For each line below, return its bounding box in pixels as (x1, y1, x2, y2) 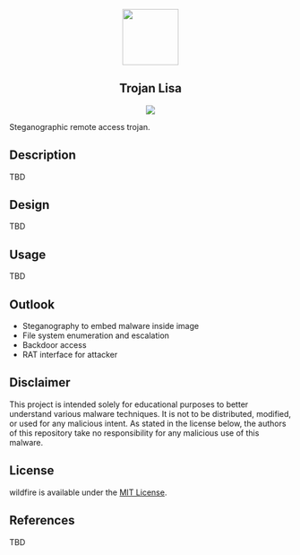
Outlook (9, 297, 56, 312)
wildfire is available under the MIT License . (9, 487, 167, 498)
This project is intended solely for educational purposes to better (9, 399, 249, 410)
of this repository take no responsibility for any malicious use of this (9, 427, 260, 438)
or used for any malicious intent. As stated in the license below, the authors (9, 418, 287, 429)
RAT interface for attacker (21, 350, 118, 360)
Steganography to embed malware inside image (21, 321, 200, 332)
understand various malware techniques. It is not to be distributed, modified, (9, 408, 292, 419)
